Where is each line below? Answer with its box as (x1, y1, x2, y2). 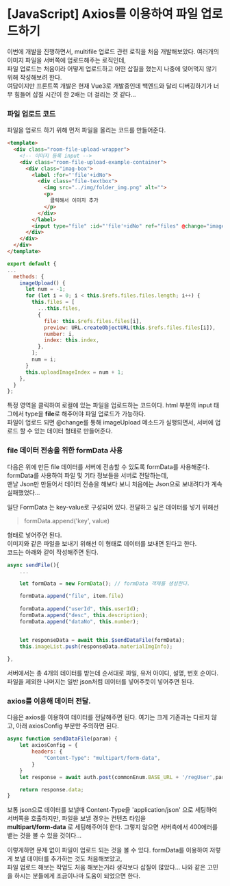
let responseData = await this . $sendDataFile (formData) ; (19, 636, 186, 643)
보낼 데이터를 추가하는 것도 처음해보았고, (14, 854, 123, 863)
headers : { (31, 748, 63, 755)
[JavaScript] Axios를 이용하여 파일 (7, 6, 199, 22)
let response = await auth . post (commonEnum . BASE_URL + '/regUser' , (19, 774, 216, 780)
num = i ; (31, 356, 57, 363)
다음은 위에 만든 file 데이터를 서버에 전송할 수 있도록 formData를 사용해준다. (7, 462, 210, 470)
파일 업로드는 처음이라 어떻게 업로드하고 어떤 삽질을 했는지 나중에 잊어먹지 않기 (7, 64, 218, 73)
